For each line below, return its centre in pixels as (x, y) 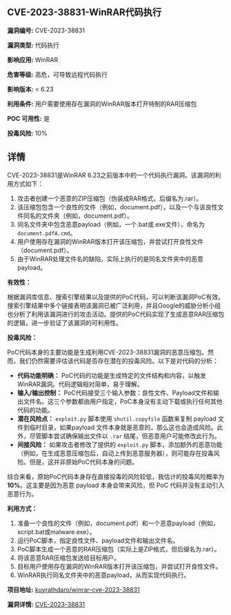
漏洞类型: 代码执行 (33, 45)
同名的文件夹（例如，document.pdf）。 (78, 216)
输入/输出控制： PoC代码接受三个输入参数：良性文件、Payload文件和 (115, 392)
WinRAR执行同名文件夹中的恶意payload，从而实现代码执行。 (103, 575)
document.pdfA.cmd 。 (47, 233)
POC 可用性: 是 (29, 118)
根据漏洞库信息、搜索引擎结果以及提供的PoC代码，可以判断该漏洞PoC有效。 (115, 296)
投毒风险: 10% (27, 133)
